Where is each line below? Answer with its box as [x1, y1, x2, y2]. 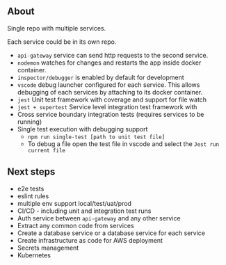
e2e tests [17, 184, 45, 193]
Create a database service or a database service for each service [17, 229, 205, 237]
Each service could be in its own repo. [7, 38, 117, 46]
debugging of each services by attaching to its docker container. [17, 88, 203, 96]
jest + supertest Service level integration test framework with [17, 102, 197, 111]
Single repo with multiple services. [7, 24, 106, 32]
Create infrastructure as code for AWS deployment [17, 236, 163, 244]
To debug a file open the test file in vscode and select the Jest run [27, 139, 220, 148]
